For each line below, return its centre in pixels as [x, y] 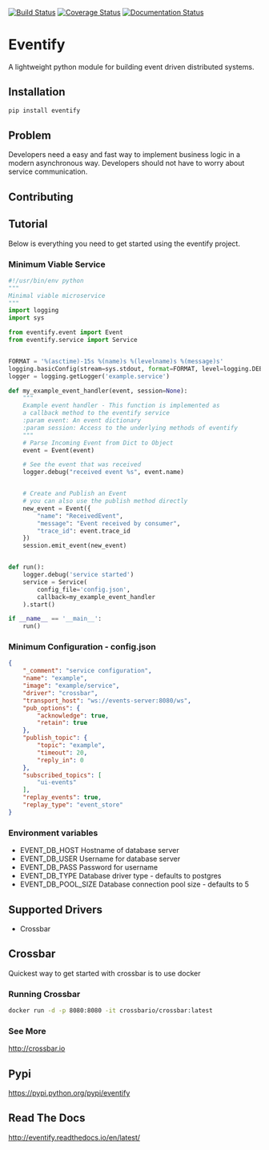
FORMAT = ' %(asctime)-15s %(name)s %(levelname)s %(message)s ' [116, 361]
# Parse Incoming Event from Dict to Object [98, 443]
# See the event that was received [82, 464]
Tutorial [28, 224]
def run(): [26, 567]
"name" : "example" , [55, 678]
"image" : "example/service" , [71, 686]
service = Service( [55, 582]
